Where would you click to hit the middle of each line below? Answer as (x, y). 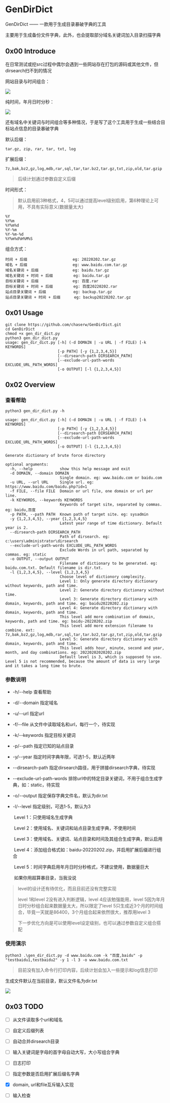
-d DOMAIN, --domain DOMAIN (40, 474)
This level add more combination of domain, (108, 617)
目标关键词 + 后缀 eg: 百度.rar (52, 281)
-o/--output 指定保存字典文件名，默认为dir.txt (60, 795)
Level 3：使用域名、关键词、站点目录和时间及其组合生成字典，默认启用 (88, 839)
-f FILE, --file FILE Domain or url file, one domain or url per (81, 491)
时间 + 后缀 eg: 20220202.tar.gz (61, 259)
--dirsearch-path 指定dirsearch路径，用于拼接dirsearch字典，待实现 (84, 767)
